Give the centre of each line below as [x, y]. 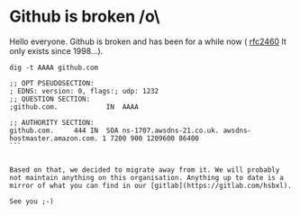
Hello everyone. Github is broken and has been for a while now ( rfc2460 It [148, 41]
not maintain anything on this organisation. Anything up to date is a [146, 177]
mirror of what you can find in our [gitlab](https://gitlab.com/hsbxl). [151, 185]
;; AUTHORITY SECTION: [52, 122]
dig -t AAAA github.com [54, 67]
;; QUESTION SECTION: [50, 99]
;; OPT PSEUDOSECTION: [52, 83]
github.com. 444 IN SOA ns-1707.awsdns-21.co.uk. [114, 130]
